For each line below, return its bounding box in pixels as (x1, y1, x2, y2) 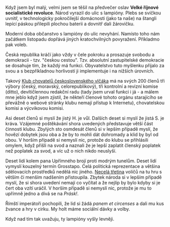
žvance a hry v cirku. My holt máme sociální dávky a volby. (5, 206, 130, 212)
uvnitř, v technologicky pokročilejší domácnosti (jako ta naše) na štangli (5, 15, 157, 21)
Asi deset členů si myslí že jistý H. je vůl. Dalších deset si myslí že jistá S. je (5, 115, 164, 121)
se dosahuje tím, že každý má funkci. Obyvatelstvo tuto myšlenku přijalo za (5, 63, 164, 68)
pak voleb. (5, 42, 28, 48)
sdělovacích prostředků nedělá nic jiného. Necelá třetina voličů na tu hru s (5, 169, 162, 175)
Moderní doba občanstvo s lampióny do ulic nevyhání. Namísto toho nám (5, 31, 160, 36)
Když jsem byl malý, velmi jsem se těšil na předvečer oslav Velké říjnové (5, 5, 159, 10)
